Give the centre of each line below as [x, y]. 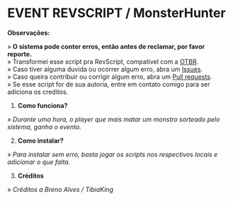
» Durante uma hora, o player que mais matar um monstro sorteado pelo [114, 119]
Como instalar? [40, 141]
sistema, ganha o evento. [44, 126]
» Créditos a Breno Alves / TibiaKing [60, 189]
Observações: [29, 33]
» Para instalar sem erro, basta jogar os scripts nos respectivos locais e [113, 154]
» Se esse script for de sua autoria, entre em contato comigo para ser [109, 84]
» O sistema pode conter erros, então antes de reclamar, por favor [106, 46]
